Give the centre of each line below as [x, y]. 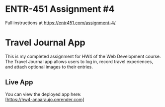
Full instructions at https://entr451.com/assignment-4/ [60, 23]
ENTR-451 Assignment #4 [60, 9]
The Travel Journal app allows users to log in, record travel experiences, [79, 61]
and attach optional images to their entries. [49, 67]
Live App [19, 82]
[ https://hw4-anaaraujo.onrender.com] [45, 99]
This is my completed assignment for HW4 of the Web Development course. [83, 56]
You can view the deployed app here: [43, 94]
